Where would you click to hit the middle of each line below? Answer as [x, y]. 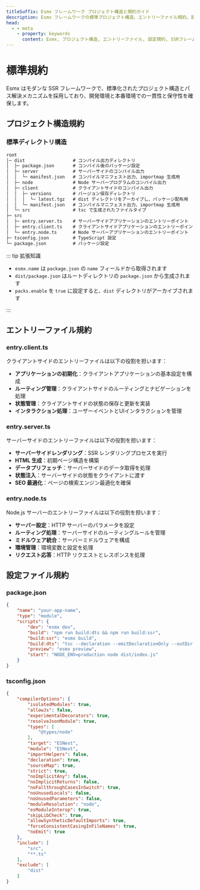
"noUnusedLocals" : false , [60, 793]
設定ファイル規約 [37, 575]
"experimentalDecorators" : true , [69, 716]
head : [13, 23]
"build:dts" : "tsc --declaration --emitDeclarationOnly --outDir [110, 644]
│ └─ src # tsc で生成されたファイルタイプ [76, 210]
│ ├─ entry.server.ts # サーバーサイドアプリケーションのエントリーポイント [97, 221]
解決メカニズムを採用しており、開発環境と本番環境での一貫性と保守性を [100, 95]
